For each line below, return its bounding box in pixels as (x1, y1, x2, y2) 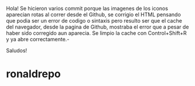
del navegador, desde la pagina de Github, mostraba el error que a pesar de (6, 23, 189, 30)
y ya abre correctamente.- (6, 36, 70, 42)
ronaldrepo (6, 67, 61, 81)
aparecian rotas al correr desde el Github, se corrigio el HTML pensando (6, 11, 182, 18)
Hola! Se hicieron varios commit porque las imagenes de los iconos (6, 5, 169, 12)
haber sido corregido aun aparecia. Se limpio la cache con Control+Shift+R (6, 30, 187, 37)
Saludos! (6, 47, 28, 54)
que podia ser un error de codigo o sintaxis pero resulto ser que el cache (6, 17, 183, 24)
